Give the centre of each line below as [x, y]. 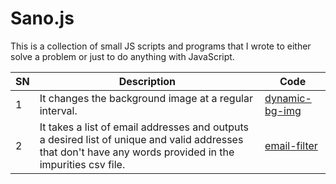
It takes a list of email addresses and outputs [144, 127]
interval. [58, 110]
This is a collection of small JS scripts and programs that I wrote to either [161, 46]
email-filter [291, 145]
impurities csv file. [82, 164]
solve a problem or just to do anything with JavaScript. [122, 56]
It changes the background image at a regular [146, 98]
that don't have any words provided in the [137, 152]
